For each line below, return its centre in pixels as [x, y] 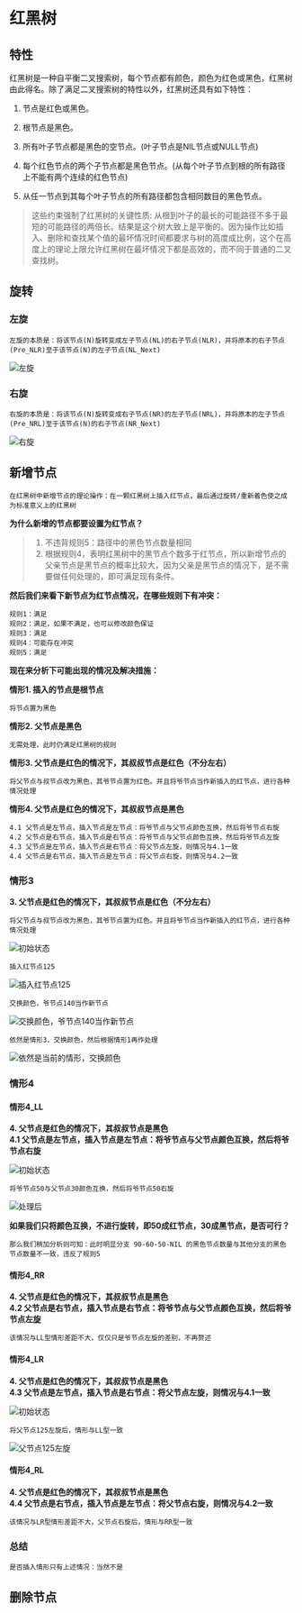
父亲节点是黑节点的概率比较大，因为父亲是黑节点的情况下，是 [159, 565]
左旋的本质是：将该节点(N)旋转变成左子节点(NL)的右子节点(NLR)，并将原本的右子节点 [147, 340]
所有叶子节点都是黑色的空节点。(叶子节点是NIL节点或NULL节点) [140, 146]
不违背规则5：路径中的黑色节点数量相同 [118, 542]
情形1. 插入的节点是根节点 [57, 689]
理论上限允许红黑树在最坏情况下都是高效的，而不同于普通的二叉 [173, 249]
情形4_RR [27, 1275]
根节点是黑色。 [50, 128]
